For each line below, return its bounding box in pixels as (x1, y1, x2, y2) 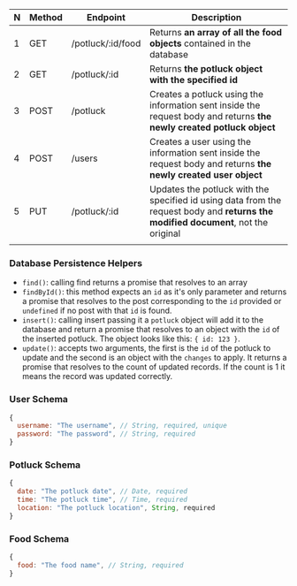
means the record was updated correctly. (21, 371, 173, 382)
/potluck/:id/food (71, 37, 141, 49)
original (149, 227, 181, 240)
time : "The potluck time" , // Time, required (17, 495, 188, 505)
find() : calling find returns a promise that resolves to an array (21, 278, 247, 288)
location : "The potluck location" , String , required (17, 504, 216, 513)
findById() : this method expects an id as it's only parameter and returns (21, 286, 287, 297)
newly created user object (149, 169, 263, 180)
